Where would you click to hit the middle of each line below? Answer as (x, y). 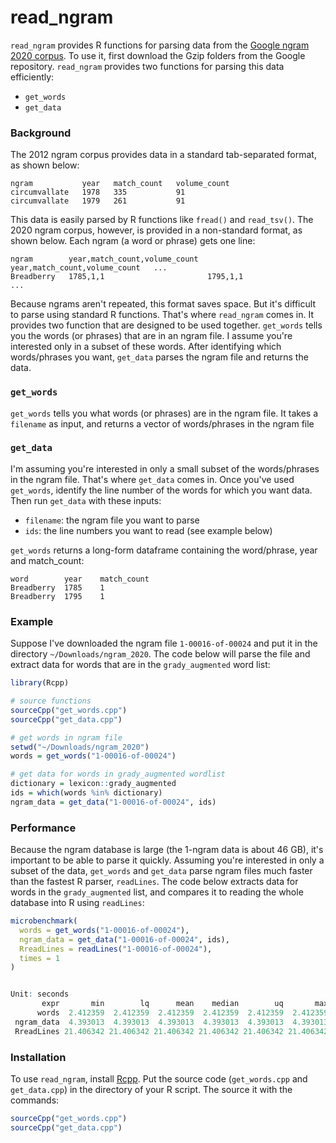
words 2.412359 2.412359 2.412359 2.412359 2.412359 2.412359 (182, 1013)
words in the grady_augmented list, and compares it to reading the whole (157, 892)
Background (41, 133)
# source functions (51, 701)
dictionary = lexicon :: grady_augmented (93, 784)
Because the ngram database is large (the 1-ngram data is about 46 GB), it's (167, 850)
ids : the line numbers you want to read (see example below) (148, 530)
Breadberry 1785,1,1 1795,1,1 (127, 277)
